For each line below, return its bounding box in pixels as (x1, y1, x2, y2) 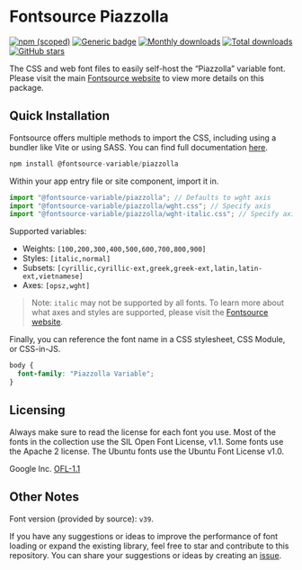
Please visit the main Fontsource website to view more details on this (9, 72, 265, 83)
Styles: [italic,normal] (22, 253, 111, 264)
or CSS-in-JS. (9, 344, 61, 355)
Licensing (9, 403, 66, 418)
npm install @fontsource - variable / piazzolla (9, 159, 179, 168)
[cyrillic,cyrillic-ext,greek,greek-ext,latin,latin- (57, 264, 263, 274)
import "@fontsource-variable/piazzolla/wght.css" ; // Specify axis (9, 201, 271, 211)
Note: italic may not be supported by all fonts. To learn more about (31, 297, 285, 308)
